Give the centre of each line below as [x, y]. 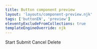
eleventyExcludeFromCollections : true [45, 24]
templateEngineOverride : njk [35, 28]
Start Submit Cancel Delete [33, 42]
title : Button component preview [40, 10]
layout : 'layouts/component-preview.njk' [49, 14]
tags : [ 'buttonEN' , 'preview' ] [38, 19]
